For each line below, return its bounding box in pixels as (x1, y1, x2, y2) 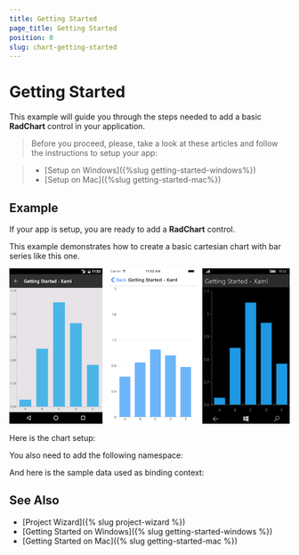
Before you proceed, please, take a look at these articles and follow (30, 138, 279, 149)
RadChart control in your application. (9, 121, 145, 132)
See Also (9, 493, 60, 508)
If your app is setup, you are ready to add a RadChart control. (9, 224, 236, 234)
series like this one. (9, 250, 80, 261)
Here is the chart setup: (9, 433, 96, 444)
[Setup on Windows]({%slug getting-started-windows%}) (44, 165, 256, 175)
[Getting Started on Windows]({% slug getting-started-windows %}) (21, 526, 273, 536)
